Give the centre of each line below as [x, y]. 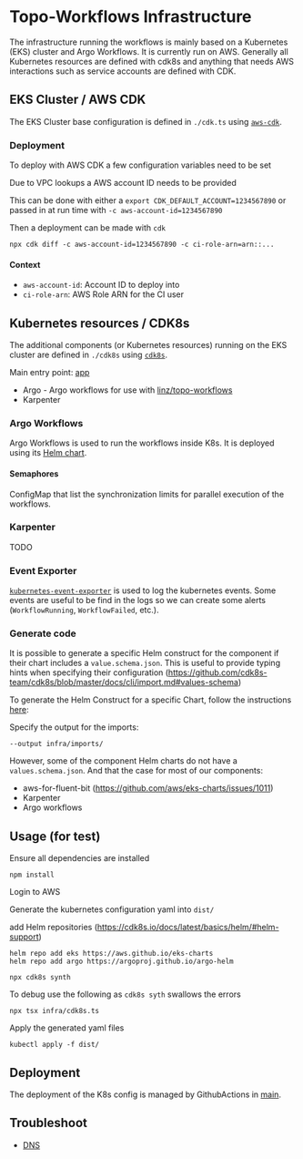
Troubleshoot [49, 1123]
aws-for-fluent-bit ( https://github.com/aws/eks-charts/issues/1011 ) [148, 788]
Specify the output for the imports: [74, 727]
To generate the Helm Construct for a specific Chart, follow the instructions [151, 700]
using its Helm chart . [48, 453]
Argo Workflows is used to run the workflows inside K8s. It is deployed [142, 443]
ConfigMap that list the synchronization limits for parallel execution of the [147, 494]
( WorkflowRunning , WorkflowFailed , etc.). [84, 610]
